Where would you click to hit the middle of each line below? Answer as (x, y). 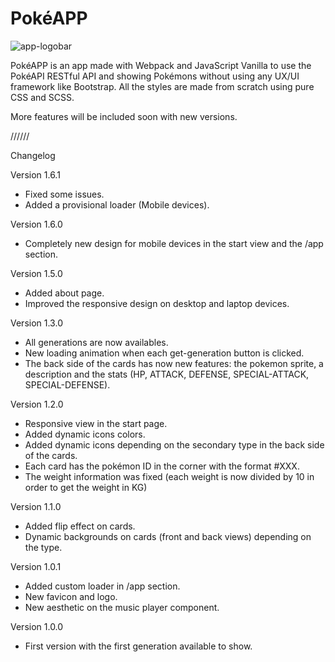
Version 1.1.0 (36, 506)
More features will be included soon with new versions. (124, 116)
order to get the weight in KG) (86, 487)
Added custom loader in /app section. (102, 586)
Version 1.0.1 (36, 566)
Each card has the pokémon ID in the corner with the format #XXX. (162, 466)
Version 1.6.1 (35, 174)
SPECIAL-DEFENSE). (67, 384)
